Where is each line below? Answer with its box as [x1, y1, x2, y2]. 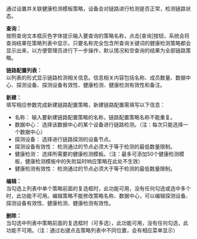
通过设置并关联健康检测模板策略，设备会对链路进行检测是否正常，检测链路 [6, 5, 186, 12]
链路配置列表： [6, 67, 42, 73]
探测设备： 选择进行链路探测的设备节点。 [14, 136, 114, 143]
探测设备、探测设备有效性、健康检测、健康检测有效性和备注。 [16, 82, 165, 88]
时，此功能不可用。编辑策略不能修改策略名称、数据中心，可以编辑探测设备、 [6, 193, 191, 199]
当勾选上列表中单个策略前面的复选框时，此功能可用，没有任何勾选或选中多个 [6, 185, 191, 192]
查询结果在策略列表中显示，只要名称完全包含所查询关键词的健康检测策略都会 [6, 40, 191, 46]
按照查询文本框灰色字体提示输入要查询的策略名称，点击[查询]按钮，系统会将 [6, 32, 190, 39]
